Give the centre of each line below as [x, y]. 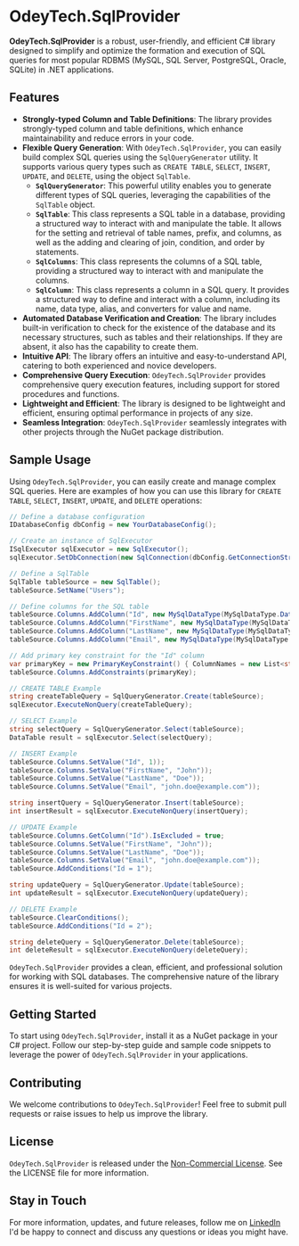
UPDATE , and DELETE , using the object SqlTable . [106, 176]
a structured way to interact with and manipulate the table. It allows [158, 223]
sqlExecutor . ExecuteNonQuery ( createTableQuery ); [101, 705]
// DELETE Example [43, 909]
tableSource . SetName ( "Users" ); [67, 590]
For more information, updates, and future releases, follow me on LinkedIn [145, 1222]
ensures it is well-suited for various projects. [91, 986]
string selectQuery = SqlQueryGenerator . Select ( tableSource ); [127, 730]
